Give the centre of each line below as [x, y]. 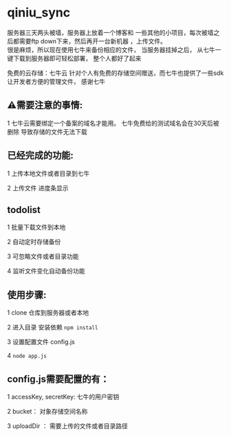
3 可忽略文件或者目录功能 [43, 256]
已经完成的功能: [41, 156]
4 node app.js [27, 356]
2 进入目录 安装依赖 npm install [53, 327]
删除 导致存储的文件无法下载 [47, 131]
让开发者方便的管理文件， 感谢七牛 [56, 81]
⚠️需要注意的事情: [45, 105]
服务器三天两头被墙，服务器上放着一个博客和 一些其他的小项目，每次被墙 [110, 32]
